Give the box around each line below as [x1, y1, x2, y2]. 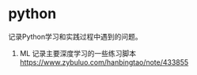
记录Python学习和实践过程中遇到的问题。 [8, 32, 142, 41]
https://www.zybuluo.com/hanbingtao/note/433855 [19, 57, 189, 67]
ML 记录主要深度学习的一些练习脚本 [19, 48, 137, 58]
